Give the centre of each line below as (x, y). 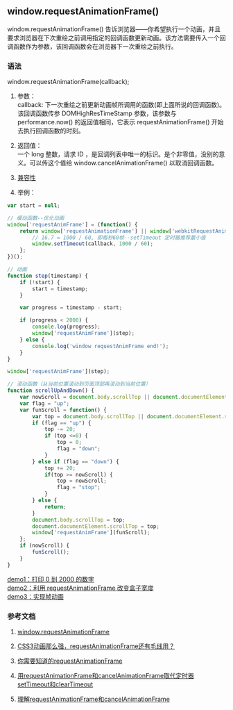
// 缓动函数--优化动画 (36, 218)
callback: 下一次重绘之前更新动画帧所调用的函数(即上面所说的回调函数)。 (121, 105)
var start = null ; (34, 206)
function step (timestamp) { (48, 276)
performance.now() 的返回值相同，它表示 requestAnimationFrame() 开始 (120, 122)
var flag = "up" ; (45, 403)
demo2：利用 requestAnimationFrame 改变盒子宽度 (80, 588)
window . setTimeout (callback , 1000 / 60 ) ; (93, 244)
